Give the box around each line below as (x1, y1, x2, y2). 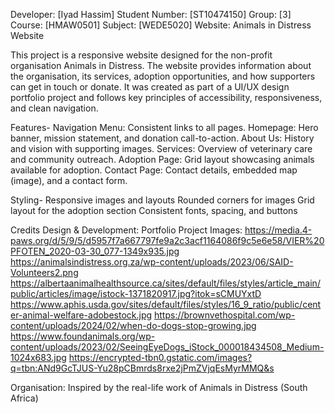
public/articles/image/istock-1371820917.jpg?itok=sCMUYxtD (10, 288, 262, 299)
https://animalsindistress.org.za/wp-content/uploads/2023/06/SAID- (10, 256, 294, 268)
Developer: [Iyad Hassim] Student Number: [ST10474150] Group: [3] (10, 9, 292, 20)
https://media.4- (244, 224, 313, 236)
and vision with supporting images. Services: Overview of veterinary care (10, 143, 313, 154)
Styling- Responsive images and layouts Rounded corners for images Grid (10, 194, 315, 206)
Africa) (10, 392, 39, 404)
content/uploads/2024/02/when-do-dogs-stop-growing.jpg (10, 320, 257, 331)
